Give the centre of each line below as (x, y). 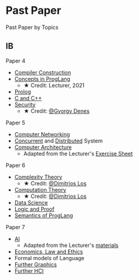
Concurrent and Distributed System (59, 141)
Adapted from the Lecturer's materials (71, 245)
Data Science (31, 202)
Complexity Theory (38, 177)
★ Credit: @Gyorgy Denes (57, 111)
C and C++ (28, 98)
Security (25, 104)
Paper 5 (15, 122)
